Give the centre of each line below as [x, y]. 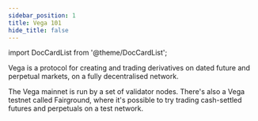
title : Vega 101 [35, 23]
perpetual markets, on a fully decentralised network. [94, 77]
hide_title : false [38, 30]
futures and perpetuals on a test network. [76, 108]
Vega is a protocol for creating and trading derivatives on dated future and [129, 68]
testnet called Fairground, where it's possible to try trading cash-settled [125, 100]
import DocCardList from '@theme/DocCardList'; [88, 53]
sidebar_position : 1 [42, 15]
